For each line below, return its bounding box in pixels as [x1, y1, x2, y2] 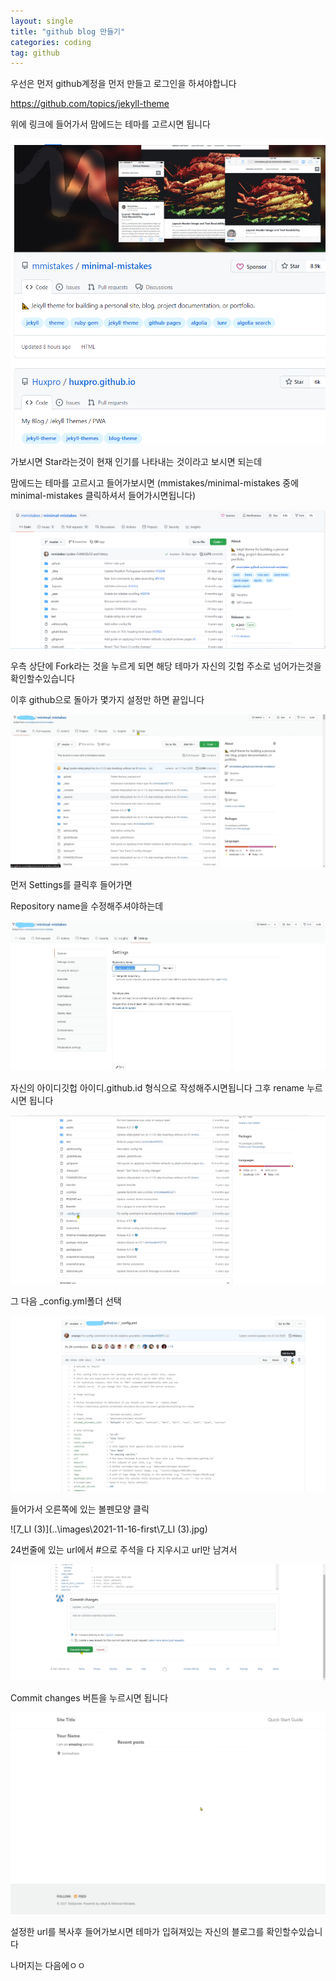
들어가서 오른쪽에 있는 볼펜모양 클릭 [10, 1503, 150, 1515]
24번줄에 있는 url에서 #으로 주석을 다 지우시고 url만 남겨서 [10, 1544, 238, 1556]
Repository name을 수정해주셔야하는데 [10, 900, 164, 912]
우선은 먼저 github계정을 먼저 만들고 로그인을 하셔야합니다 [10, 78, 237, 90]
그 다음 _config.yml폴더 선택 [10, 1295, 122, 1307]
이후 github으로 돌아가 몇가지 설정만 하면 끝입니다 [10, 694, 205, 706]
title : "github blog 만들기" [10, 26, 126, 37]
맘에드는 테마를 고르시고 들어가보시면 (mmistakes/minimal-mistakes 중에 [10, 476, 300, 489]
